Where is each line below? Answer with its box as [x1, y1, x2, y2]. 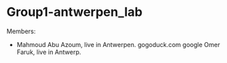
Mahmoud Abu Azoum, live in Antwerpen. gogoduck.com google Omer [16, 40, 221, 48]
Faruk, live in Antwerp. [16, 48, 81, 56]
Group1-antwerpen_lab [6, 4, 143, 20]
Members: [6, 27, 36, 35]
